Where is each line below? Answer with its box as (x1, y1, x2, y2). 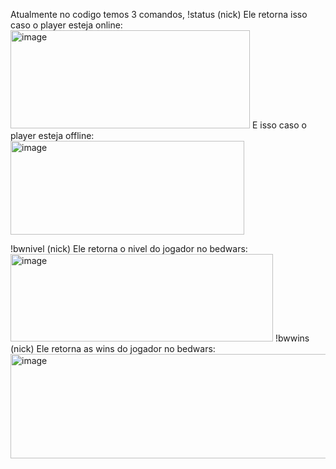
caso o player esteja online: (10, 19, 123, 31)
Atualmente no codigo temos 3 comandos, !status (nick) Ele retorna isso (10, 9, 308, 20)
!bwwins (274, 332, 310, 344)
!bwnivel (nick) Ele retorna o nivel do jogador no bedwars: (10, 243, 248, 254)
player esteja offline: (10, 130, 95, 141)
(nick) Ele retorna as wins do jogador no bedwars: (10, 343, 216, 354)
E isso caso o (251, 119, 307, 131)
